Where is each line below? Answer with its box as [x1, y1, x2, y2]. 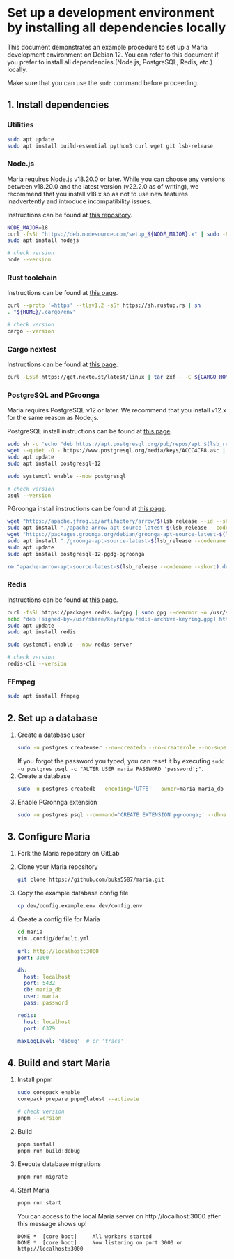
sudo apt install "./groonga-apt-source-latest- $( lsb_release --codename [7, 538, 226, 545]
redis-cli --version [7, 661, 68, 668]
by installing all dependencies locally [7, 20, 226, 36]
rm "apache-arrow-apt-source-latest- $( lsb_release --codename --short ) [7, 563, 219, 570]
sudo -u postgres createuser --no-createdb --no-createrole [17, 744, 196, 751]
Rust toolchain [7, 273, 58, 282]
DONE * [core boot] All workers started [17, 1233, 152, 1240]
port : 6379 [24, 1025, 56, 1032]
